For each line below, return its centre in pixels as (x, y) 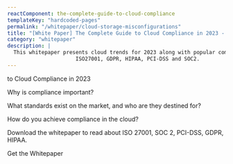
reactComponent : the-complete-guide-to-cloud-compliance (91, 14)
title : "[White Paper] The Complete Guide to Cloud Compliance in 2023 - (116, 33)
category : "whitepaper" (42, 40)
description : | (29, 46)
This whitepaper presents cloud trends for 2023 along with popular (114, 53)
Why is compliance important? (51, 92)
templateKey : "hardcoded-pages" (54, 20)
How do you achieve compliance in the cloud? (73, 119)
